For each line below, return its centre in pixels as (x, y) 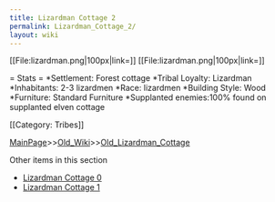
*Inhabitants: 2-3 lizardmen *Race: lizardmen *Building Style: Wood (138, 88)
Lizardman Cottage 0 (62, 177)
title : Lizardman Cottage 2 (63, 18)
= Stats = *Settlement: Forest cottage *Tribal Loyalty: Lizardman (131, 78)
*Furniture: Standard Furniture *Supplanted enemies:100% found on (138, 97)
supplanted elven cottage (57, 107)
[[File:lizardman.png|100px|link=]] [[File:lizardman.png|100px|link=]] (137, 61)
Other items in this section (58, 160)
